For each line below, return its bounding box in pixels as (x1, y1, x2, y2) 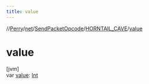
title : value (6, 8, 39, 15)
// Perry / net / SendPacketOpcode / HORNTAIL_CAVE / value (6, 25, 143, 32)
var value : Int (6, 72, 38, 79)
